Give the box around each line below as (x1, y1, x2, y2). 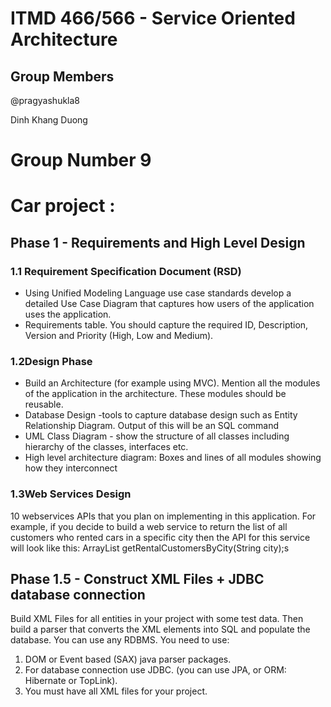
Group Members (10, 68, 115, 85)
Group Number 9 (10, 149, 152, 172)
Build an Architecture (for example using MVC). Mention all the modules (24, 377, 321, 389)
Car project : (10, 195, 116, 217)
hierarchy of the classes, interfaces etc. (24, 441, 189, 453)
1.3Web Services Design (10, 487, 132, 501)
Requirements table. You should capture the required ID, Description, (24, 319, 309, 331)
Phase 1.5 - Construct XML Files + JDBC (10, 571, 265, 588)
